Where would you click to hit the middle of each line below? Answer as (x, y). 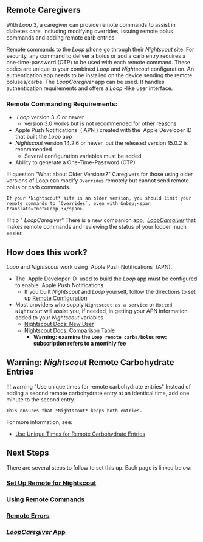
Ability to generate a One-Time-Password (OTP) (75, 162)
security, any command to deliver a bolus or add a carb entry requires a (96, 56)
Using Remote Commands (46, 499)
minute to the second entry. (41, 399)
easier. (15, 233)
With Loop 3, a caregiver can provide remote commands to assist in (91, 24)
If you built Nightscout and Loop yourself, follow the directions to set (110, 291)
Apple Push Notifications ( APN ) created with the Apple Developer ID (103, 130)
